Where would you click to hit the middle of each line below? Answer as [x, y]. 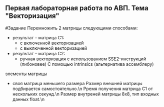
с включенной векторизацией [52, 43]
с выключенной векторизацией [53, 48]
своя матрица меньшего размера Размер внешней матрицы [77, 83]
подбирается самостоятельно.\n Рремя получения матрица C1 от [83, 89]
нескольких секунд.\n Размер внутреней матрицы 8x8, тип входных [85, 94]
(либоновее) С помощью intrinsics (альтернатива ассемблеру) [87, 64]
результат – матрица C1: [38, 37]
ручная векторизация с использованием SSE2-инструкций [83, 59]
